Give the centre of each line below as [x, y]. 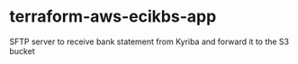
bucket [22, 50]
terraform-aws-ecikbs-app [113, 17]
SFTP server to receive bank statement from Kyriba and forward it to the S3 [149, 41]
